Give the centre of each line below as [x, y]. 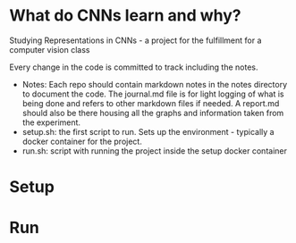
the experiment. [51, 122]
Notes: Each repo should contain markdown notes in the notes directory [155, 84]
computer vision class [50, 49]
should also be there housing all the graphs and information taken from [153, 113]
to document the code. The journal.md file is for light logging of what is [153, 94]
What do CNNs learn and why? [125, 16]
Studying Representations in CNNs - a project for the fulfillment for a [135, 40]
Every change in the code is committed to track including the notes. [134, 67]
